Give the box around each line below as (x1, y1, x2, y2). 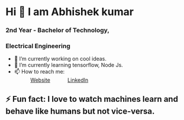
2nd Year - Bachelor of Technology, (5, 26, 110, 34)
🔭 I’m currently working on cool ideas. (14, 55, 107, 62)
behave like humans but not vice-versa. (5, 106, 155, 116)
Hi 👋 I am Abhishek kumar (5, 5, 134, 18)
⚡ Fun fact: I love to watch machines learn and (5, 94, 179, 104)
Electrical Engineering (5, 42, 70, 50)
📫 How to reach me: (14, 68, 65, 75)
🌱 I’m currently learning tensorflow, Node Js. (14, 61, 124, 68)
